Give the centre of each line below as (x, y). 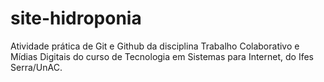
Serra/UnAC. (36, 67)
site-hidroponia (76, 18)
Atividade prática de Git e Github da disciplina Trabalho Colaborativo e (155, 46)
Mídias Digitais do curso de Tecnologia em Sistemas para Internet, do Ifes (162, 56)
